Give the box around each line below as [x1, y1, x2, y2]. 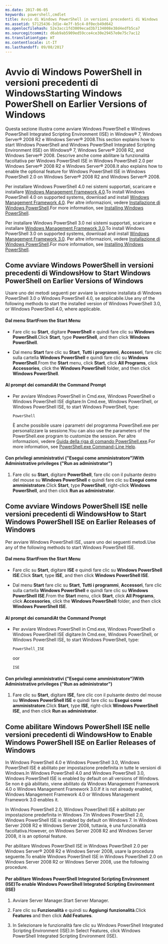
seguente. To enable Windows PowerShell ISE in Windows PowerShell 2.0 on [5, 854, 163, 860]
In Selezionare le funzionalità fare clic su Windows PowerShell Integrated [12, 922, 163, 928]
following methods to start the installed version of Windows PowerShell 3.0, [5, 301, 161, 307]
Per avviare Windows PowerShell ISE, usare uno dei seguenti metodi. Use [5, 539, 156, 545]
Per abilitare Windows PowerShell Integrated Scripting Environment [5, 876, 149, 882]
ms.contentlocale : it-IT [5, 40, 57, 45]
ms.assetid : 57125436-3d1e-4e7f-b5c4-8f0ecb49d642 [5, 21, 113, 27]
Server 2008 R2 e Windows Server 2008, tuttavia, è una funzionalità [5, 822, 146, 829]
